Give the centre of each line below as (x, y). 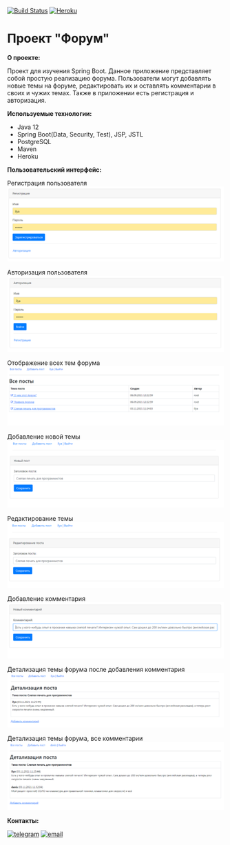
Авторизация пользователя (48, 272)
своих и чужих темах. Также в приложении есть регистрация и (101, 92)
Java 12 (28, 127)
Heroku (28, 156)
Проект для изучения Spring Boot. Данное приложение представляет (109, 71)
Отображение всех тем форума (54, 363)
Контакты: (23, 820)
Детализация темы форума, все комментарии (75, 738)
